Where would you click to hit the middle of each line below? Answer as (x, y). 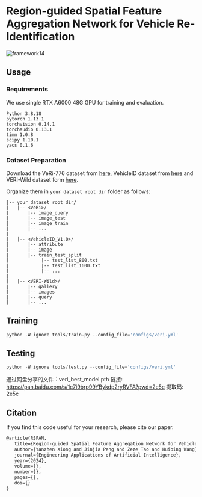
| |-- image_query (37, 213)
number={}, (28, 472)
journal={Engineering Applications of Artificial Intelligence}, (98, 455)
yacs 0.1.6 (20, 145)
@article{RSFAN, (26, 438)
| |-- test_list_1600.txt (54, 265)
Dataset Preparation (36, 160)
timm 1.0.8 (20, 134)
